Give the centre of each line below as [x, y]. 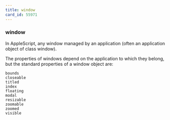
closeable [16, 77]
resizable [16, 100]
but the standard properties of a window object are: [59, 64]
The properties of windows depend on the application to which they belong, [85, 58]
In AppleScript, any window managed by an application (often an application [85, 43]
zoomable [15, 104]
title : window [20, 10]
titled [12, 82]
